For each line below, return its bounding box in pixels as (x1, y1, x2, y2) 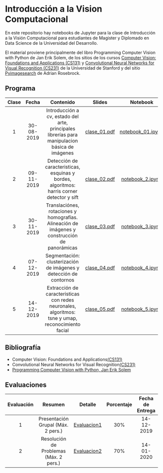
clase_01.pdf (85, 128, 115, 135)
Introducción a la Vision (5, 3, 103, 15)
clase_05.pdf (85, 305, 115, 312)
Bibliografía (5, 344, 41, 352)
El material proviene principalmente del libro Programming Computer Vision (5, 50, 156, 55)
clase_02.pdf (85, 175, 115, 182)
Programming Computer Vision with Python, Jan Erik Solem (12, 367, 131, 372)
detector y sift (47, 193, 79, 200)
